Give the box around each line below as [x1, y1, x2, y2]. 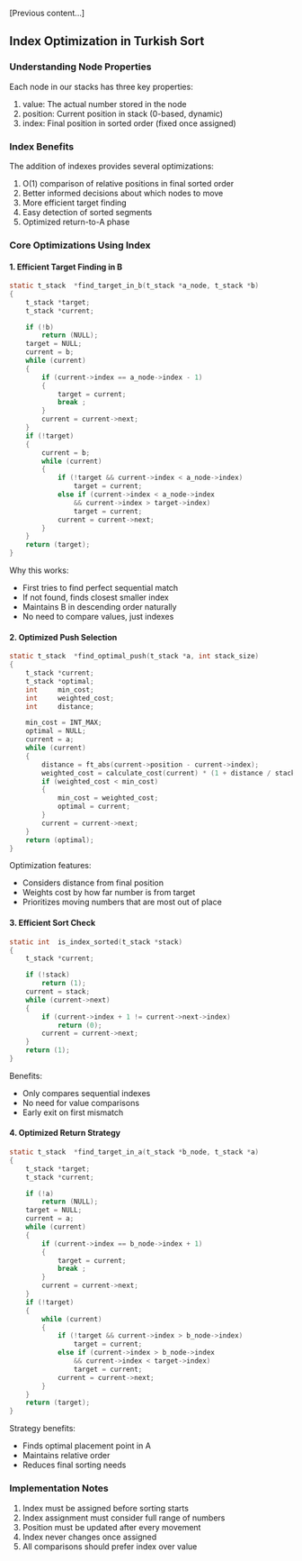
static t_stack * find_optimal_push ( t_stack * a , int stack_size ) [9, 652, 259, 661]
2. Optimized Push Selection [9, 631, 118, 642]
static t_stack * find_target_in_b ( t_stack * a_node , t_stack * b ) [9, 281, 259, 291]
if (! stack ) [25, 970, 70, 980]
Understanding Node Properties [9, 60, 152, 73]
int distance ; [25, 702, 94, 711]
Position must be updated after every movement [22, 1521, 201, 1532]
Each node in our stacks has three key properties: [9, 81, 193, 92]
